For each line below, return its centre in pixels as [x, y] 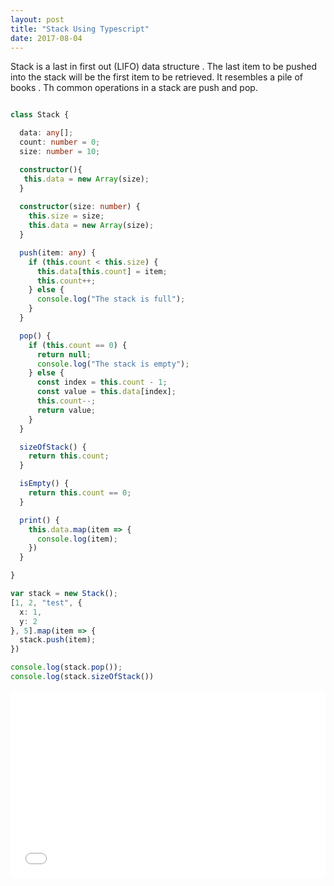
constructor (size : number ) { [80, 207]
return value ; [66, 410]
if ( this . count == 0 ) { [78, 345]
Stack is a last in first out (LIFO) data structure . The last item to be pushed [163, 67]
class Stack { [40, 115]
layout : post [37, 19]
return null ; [64, 354]
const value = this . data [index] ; [106, 392]
